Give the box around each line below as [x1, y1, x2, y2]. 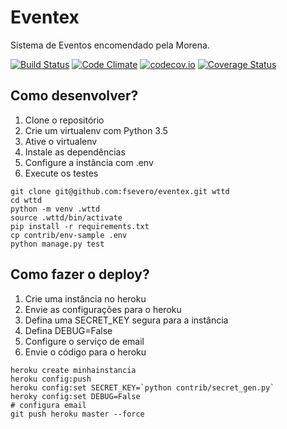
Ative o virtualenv [24, 135, 98, 147]
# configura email [10, 400, 87, 410]
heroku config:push [10, 374, 92, 384]
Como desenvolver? [10, 87, 139, 105]
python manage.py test [10, 239, 105, 249]
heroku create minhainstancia [10, 365, 137, 375]
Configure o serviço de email [24, 335, 145, 347]
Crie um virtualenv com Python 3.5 [24, 124, 168, 136]
